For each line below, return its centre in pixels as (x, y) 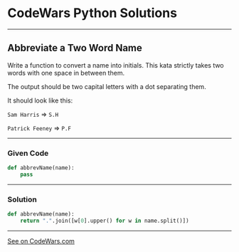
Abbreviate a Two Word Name (75, 48)
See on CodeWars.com (41, 241)
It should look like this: (40, 100)
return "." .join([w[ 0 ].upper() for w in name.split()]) (105, 221)
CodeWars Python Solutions (92, 13)
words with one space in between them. (66, 73)
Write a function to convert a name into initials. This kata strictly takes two (116, 65)
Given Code (28, 153)
